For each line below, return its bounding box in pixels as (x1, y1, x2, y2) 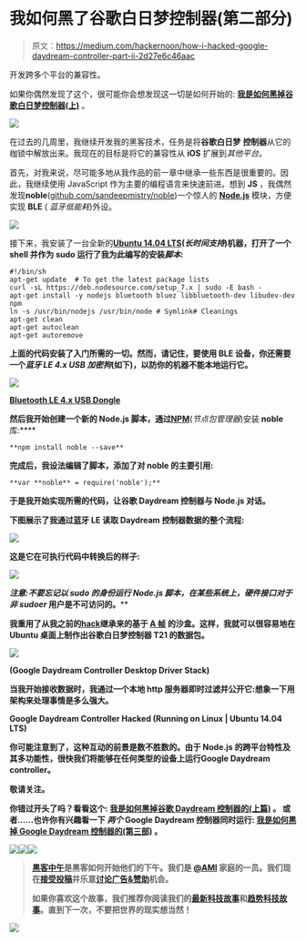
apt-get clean (9, 315, 64, 324)
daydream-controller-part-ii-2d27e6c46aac (31, 50, 196, 61)
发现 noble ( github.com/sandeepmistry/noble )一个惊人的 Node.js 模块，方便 (9, 189, 292, 200)
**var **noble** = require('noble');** (9, 478, 161, 487)
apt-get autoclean (9, 322, 79, 332)
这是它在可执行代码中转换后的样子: (9, 551, 140, 562)
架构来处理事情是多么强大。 (9, 694, 114, 705)
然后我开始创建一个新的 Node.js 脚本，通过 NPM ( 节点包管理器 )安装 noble (9, 413, 284, 424)
